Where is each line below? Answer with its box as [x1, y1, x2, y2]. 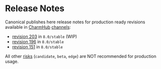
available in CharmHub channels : [5, 24, 71, 30]
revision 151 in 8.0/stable [12, 44, 63, 50]
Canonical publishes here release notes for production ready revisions [5, 19, 145, 25]
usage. [5, 58, 19, 64]
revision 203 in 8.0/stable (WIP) [12, 34, 78, 39]
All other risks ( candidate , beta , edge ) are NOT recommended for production [5, 53, 157, 59]
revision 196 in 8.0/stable [12, 38, 64, 44]
